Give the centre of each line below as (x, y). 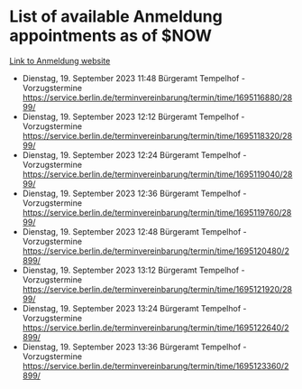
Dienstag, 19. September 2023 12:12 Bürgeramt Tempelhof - (133, 116)
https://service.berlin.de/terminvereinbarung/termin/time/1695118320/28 (157, 135)
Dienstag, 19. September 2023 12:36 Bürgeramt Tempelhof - (134, 193)
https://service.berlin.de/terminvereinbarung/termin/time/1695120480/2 (156, 251)
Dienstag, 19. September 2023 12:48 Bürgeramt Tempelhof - (134, 231)
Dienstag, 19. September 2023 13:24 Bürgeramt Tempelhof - (134, 308)
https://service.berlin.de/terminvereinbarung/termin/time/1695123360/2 (156, 366)
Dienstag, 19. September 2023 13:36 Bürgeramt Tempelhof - (134, 347)
